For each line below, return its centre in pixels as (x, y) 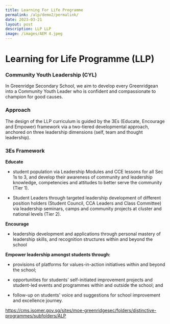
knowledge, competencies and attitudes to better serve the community (87, 183)
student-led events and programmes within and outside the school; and (88, 285)
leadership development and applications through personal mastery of (87, 234)
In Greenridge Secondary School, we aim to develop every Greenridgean (82, 86)
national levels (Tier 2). (37, 214)
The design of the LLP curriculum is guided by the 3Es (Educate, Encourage (85, 121)
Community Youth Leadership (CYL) (51, 75)
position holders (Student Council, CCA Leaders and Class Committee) (87, 203)
